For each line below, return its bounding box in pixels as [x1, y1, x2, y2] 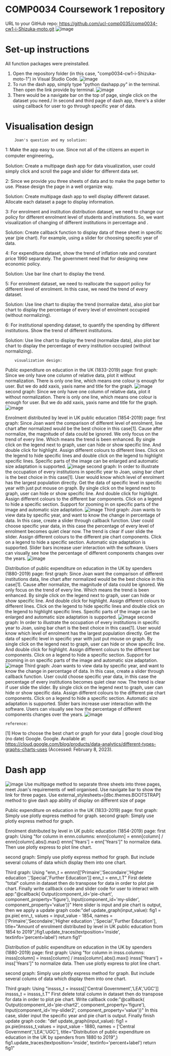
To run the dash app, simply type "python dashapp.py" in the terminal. [12, 81, 160, 87]
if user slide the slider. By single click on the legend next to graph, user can [5, 684, 163, 690]
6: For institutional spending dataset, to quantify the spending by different [5, 322, 160, 328]
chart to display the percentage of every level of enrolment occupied [5, 307, 150, 313]
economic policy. [5, 261, 41, 267]
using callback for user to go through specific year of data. [12, 103, 136, 109]
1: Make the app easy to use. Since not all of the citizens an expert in [5, 146, 149, 152]
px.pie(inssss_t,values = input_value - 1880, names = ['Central [5, 1023, 135, 1030]
